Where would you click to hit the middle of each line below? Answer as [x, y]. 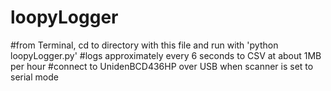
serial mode [34, 77]
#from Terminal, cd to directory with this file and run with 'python [144, 45]
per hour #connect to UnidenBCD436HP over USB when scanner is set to [162, 66]
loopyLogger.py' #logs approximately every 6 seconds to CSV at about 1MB [166, 55]
